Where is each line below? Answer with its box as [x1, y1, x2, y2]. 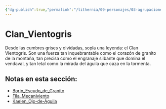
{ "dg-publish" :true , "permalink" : [5, 7, 74, 12]
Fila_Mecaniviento [12, 93, 49, 99]
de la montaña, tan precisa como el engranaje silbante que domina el [5, 55, 146, 61]
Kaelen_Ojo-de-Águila [12, 98, 57, 104]
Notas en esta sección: [5, 74, 78, 83]
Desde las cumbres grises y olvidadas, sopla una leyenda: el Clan [5, 45, 138, 51]
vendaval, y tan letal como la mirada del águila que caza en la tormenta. [5, 60, 151, 67]
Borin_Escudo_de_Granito [12, 88, 65, 94]
